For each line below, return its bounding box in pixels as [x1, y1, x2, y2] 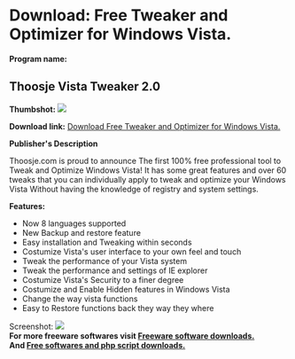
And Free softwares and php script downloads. [9, 339, 186, 350]
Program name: [9, 53, 68, 64]
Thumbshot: [9, 104, 56, 114]
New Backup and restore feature [21, 227, 142, 238]
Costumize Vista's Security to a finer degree [21, 274, 184, 285]
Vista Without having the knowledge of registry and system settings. [9, 183, 259, 194]
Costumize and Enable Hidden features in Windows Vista [21, 284, 230, 294]
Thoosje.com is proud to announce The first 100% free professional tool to [9, 155, 282, 166]
